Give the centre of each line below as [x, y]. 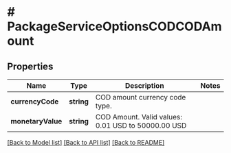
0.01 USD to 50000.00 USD [141, 126]
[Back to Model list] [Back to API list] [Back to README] [86, 142]
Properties [30, 66]
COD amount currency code [141, 97]
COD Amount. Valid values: [139, 117]
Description [144, 85]
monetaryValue [36, 121]
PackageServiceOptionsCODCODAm [114, 26]
